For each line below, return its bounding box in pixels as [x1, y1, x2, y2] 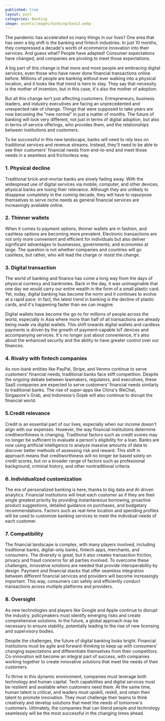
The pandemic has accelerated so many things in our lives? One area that [5, 35, 154, 40]
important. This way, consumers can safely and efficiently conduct [5, 578, 140, 584]
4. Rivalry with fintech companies [5, 355, 87, 362]
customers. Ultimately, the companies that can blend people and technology [5, 705, 160, 711]
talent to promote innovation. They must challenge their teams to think [5, 694, 148, 700]
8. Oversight [5, 596, 35, 603]
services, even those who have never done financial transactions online [5, 70, 151, 76]
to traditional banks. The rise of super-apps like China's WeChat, [5, 387, 136, 393]
